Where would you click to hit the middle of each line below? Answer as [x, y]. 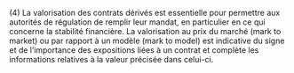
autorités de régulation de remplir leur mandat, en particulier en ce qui [137, 22]
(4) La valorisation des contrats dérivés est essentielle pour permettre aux [145, 13]
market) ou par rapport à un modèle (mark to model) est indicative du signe [147, 40]
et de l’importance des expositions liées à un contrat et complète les [134, 50]
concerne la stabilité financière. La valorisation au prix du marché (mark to [145, 31]
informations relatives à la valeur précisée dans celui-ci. [111, 59]
